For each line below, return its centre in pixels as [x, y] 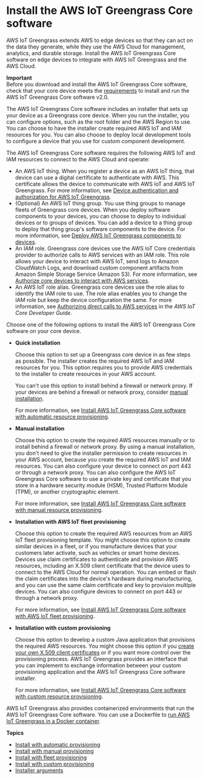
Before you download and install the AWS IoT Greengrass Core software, [97, 84]
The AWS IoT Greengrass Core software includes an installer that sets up [97, 109]
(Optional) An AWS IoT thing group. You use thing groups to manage [100, 203]
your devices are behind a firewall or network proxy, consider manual [101, 392]
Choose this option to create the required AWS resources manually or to [105, 440]
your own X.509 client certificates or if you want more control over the [103, 652]
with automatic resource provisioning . [62, 417]
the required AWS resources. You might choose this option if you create [105, 646]
